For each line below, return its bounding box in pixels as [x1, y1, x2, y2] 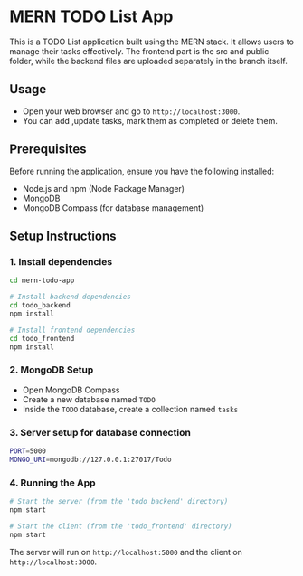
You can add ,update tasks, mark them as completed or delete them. [22, 115, 279, 126]
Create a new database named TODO [22, 393, 156, 404]
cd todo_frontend [9, 334, 75, 343]
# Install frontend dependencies [9, 326, 136, 335]
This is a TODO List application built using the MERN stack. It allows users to [9, 36, 294, 47]
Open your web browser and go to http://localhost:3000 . [22, 106, 241, 117]
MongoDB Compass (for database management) [22, 202, 204, 213]
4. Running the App [9, 477, 97, 489]
